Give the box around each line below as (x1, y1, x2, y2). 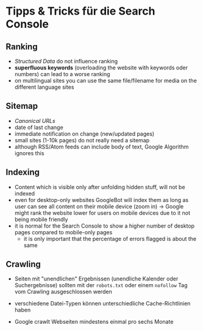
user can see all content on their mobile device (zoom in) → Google (14, 203, 184, 210)
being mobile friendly (14, 215, 68, 223)
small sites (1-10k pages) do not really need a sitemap (14, 136, 150, 144)
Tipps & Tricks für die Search (5, 4, 155, 18)
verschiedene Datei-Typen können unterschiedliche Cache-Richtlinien (14, 300, 191, 307)
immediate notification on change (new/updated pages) (14, 130, 155, 138)
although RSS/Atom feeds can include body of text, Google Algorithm (14, 143, 189, 150)
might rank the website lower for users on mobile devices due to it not (14, 209, 190, 217)
